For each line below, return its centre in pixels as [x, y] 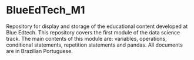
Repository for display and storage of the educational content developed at [97, 26]
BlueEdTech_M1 [46, 10]
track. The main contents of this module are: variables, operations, [87, 38]
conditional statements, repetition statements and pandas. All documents [95, 45]
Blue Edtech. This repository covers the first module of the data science [93, 32]
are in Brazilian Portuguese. [40, 51]
